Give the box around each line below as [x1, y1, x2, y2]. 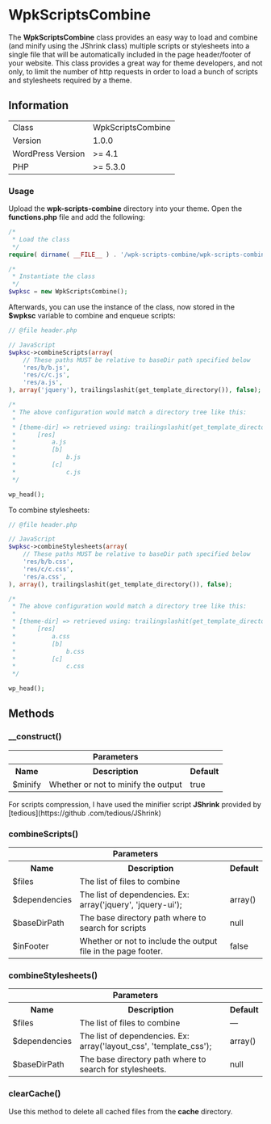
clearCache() [8, 1088, 61, 1100]
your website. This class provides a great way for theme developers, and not [8, 58, 263, 68]
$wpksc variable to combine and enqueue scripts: [8, 311, 176, 321]
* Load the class [11, 235, 70, 243]
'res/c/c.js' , [23, 371, 70, 379]
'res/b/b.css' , [23, 558, 74, 566]
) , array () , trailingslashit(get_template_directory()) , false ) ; [8, 580, 232, 588]
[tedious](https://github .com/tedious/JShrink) [8, 808, 161, 818]
